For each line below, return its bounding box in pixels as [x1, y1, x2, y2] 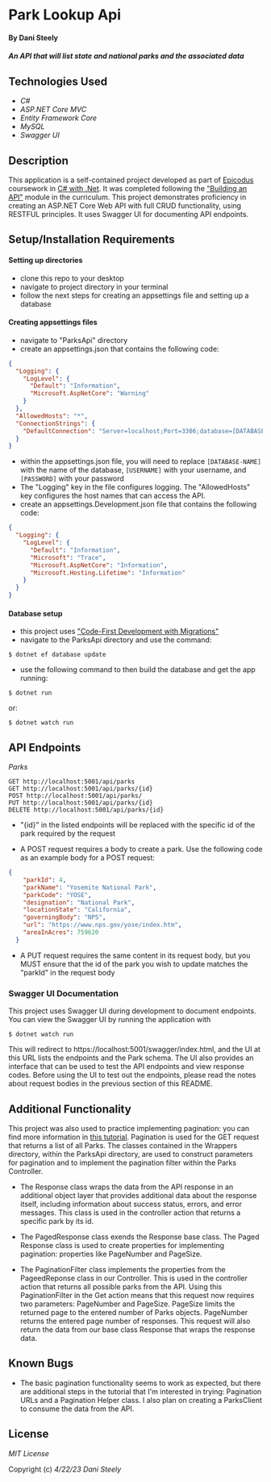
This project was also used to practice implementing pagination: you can [8, 1123, 250, 1133]
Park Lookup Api [8, 6, 122, 24]
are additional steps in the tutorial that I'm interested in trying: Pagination [19, 1386, 262, 1396]
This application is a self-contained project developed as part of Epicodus [8, 175, 254, 185]
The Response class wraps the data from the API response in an [19, 1182, 234, 1192]
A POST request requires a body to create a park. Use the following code [19, 845, 263, 854]
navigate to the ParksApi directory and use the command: [19, 635, 212, 645]
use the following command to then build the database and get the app [19, 665, 256, 674]
